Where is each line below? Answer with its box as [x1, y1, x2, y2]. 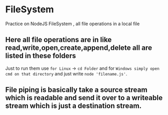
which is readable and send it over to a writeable [5, 93, 163, 102]
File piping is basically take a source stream [5, 86, 148, 94]
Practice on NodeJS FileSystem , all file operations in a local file [5, 21, 140, 27]
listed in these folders [5, 51, 76, 60]
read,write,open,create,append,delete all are [5, 44, 153, 52]
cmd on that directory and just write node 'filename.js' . [5, 70, 128, 76]
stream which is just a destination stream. [5, 102, 142, 110]
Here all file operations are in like [5, 35, 112, 44]
